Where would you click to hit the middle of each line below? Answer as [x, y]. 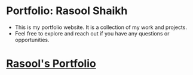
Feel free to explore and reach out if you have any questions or [92, 33]
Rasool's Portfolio [51, 64]
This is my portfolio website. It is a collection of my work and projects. [101, 27]
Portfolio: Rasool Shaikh [67, 11]
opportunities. [32, 40]
